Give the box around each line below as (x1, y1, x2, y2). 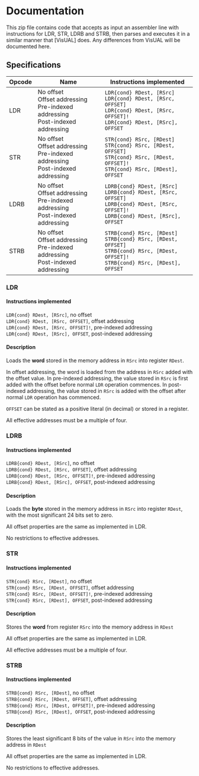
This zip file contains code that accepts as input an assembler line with (6, 24, 179, 31)
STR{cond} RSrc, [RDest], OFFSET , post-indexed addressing (6, 596, 153, 604)
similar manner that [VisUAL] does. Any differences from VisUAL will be (6, 36, 181, 43)
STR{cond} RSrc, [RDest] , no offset (6, 577, 92, 585)
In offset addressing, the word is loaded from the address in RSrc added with (6, 369, 193, 376)
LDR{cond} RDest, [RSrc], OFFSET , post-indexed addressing (6, 330, 153, 337)
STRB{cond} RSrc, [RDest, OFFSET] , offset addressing (6, 695, 137, 702)
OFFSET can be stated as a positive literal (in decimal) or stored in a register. (6, 406, 189, 413)
